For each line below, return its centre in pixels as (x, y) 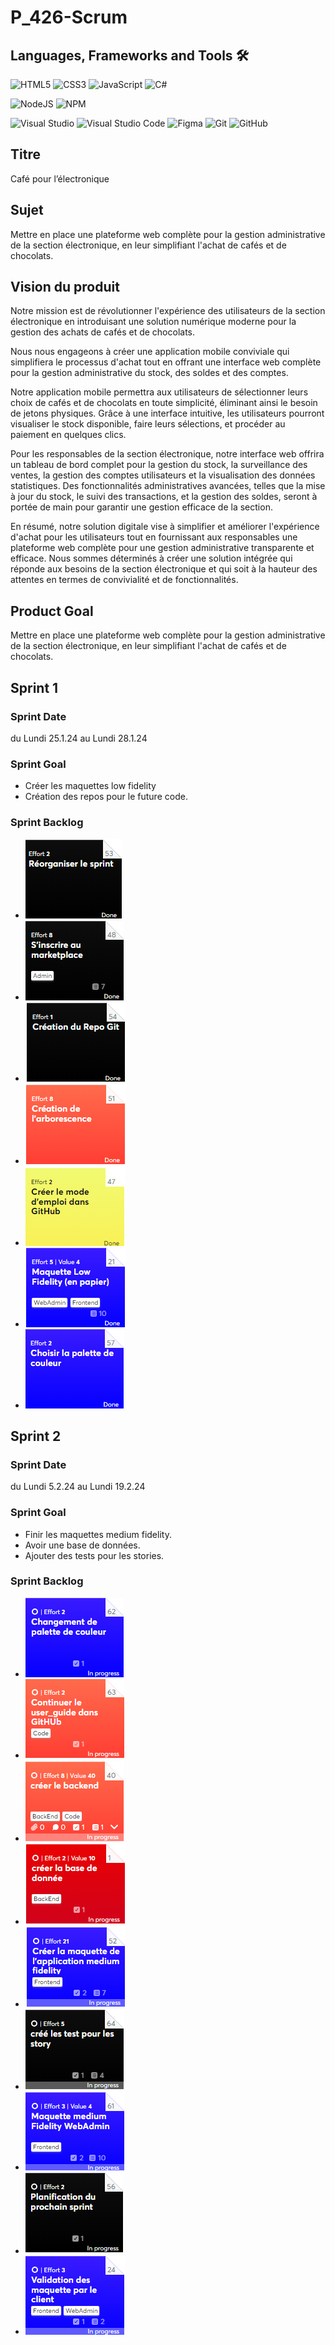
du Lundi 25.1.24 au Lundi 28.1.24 (79, 738)
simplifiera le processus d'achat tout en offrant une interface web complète (166, 362)
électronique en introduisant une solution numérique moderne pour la (153, 322)
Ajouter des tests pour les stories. (94, 1555)
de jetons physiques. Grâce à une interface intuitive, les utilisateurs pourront (167, 413)
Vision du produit (65, 287)
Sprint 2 (36, 1436)
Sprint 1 (34, 687)
